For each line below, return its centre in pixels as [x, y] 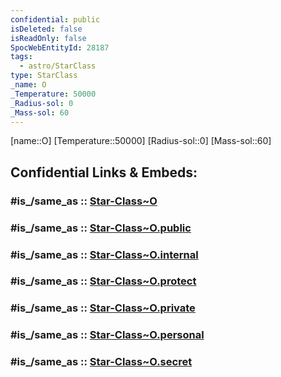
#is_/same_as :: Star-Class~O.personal [107, 335]
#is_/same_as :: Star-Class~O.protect [103, 281]
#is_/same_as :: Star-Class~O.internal [104, 254]
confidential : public [55, 19]
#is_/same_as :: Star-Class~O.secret [101, 362]
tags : [21, 57]
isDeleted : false [46, 29]
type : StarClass [44, 76]
